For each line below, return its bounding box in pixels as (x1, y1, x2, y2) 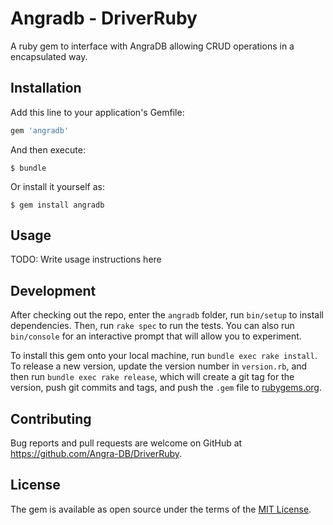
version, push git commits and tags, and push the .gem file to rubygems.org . (10, 382, 323, 394)
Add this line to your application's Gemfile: (10, 106, 185, 118)
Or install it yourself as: (10, 180, 105, 192)
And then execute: (10, 143, 86, 156)
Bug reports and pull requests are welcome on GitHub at (10, 437, 243, 449)
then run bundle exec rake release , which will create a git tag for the (10, 371, 295, 383)
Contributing (10, 410, 92, 427)
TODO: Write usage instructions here (10, 253, 162, 266)
